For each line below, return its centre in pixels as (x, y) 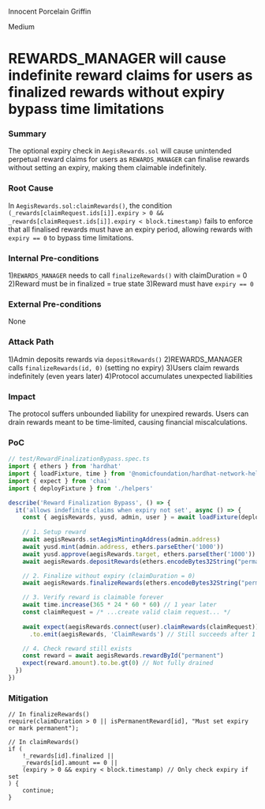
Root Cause (31, 188)
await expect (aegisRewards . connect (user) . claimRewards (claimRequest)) (141, 627)
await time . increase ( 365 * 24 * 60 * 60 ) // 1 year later (119, 605)
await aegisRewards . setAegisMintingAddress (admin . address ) (121, 540)
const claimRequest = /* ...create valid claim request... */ (127, 612)
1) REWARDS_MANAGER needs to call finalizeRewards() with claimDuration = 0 (128, 275)
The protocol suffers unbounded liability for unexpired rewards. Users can (129, 414)
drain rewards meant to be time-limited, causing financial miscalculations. (128, 422)
